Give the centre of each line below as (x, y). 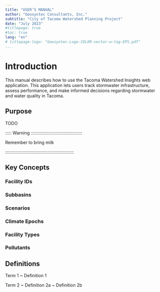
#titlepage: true (23, 28)
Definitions (23, 264)
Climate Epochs (25, 221)
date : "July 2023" (24, 23)
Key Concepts (27, 167)
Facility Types (22, 234)
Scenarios (18, 208)
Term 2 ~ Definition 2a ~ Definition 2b (44, 285)
